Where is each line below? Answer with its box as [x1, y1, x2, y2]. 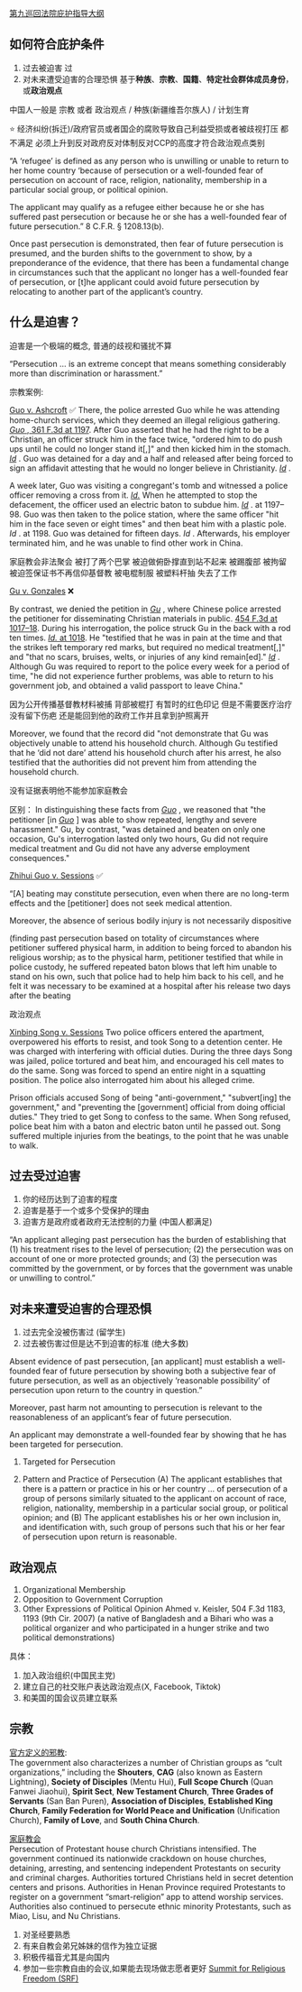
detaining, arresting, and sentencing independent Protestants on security [9, 1862, 281, 1873]
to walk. [9, 1140, 39, 1151]
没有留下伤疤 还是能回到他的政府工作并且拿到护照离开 [9, 710, 209, 721]
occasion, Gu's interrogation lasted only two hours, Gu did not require [9, 833, 269, 844]
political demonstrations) [22, 1632, 115, 1643]
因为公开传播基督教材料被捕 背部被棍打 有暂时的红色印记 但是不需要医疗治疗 [9, 698, 293, 710]
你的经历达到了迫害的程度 [22, 1194, 118, 1205]
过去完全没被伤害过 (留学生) [22, 1326, 126, 1337]
